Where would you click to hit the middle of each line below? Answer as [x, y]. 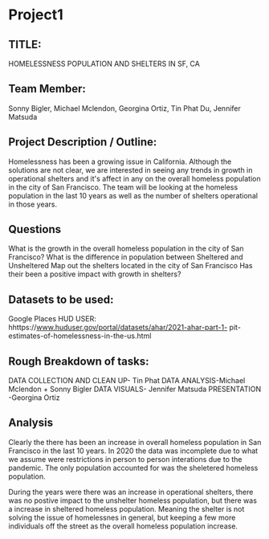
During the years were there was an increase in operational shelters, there [131, 492]
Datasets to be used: [61, 299]
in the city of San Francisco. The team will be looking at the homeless [123, 187]
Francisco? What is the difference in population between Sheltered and [126, 257]
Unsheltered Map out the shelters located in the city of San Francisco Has [130, 266]
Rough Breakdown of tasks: [79, 361]
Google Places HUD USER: [52, 319]
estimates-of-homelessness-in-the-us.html [80, 336]
